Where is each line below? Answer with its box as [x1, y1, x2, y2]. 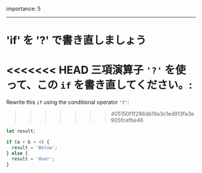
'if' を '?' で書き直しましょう [6, 34, 147, 47]
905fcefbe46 [111, 117, 144, 124]
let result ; [6, 129, 36, 135]
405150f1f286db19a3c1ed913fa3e [111, 111, 194, 118]
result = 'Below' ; [11, 144, 58, 151]
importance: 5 [6, 5, 41, 12]
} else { [6, 150, 28, 156]
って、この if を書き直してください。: [6, 78, 192, 92]
